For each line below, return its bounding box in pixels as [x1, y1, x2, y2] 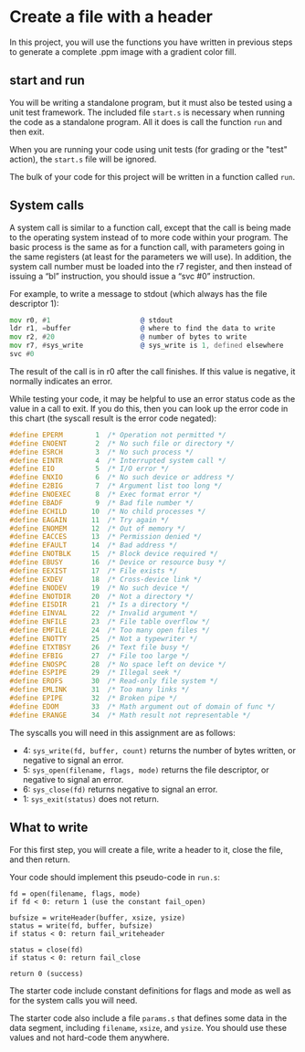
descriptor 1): [9, 298, 59, 309]
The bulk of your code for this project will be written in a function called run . [9, 171, 295, 182]
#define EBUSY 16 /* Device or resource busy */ [9, 558, 226, 567]
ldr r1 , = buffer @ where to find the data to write [9, 324, 276, 333]
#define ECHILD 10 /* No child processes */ [9, 507, 206, 516]
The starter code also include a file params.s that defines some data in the [9, 1012, 288, 1024]
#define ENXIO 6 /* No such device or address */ [9, 473, 235, 482]
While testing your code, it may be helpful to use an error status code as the [9, 393, 296, 404]
